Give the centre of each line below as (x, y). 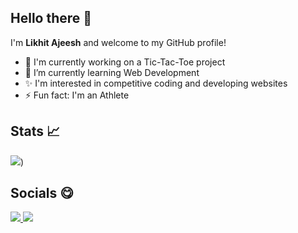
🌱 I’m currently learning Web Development (112, 72)
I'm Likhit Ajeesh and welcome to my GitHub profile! (118, 42)
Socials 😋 (42, 193)
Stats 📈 (35, 131)
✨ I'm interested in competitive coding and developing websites (156, 83)
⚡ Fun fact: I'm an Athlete (77, 95)
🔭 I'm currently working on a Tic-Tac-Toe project (125, 62)
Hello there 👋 (51, 18)
